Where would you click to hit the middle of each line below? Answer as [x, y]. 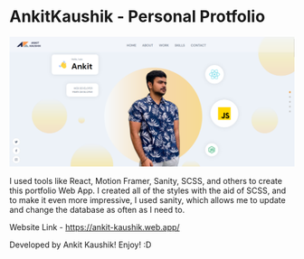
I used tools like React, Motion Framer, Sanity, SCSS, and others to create [146, 180]
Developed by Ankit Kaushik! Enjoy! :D [81, 245]
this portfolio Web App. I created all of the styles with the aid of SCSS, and [148, 190]
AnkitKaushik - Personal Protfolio [137, 17]
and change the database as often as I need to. [97, 209]
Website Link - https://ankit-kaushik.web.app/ [95, 227]
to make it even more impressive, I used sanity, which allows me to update [148, 199]
